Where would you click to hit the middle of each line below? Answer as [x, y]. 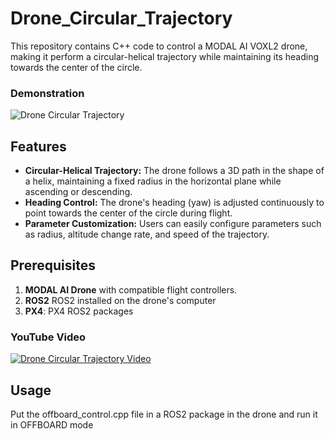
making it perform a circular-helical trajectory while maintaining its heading [165, 56]
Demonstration [47, 93]
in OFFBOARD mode [52, 424]
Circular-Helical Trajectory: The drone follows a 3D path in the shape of [174, 171]
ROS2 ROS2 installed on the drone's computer [120, 300]
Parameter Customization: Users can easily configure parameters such [173, 224]
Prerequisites [53, 265]
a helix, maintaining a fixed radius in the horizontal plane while [153, 181]
